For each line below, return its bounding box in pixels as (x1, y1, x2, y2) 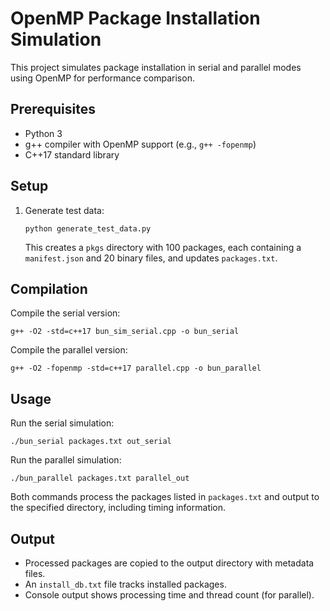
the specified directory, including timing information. (10, 502, 227, 514)
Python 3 (24, 127, 63, 139)
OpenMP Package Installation (10, 7, 261, 30)
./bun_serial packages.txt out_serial (10, 437, 172, 447)
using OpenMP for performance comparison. (10, 72, 195, 84)
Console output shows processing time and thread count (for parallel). (24, 589, 315, 601)
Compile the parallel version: (10, 344, 128, 356)
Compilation (10, 280, 88, 297)
